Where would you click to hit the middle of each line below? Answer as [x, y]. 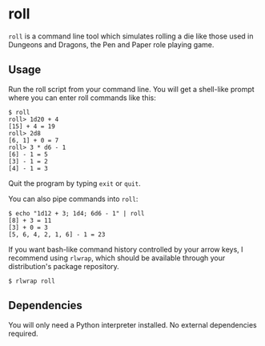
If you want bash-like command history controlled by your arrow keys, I [126, 249]
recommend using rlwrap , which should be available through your [117, 258]
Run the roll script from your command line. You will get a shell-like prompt [131, 89]
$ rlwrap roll [32, 281]
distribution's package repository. [64, 266]
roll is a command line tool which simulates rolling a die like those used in [131, 36]
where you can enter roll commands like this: [82, 98]
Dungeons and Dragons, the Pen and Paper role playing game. [111, 44]
